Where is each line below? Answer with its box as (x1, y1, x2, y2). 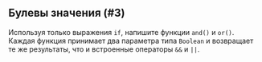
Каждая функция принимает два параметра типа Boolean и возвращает (8, 36, 254, 45)
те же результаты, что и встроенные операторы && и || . (8, 44, 200, 54)
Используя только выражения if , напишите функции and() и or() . (8, 27, 235, 37)
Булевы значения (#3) (8, 6, 126, 20)
